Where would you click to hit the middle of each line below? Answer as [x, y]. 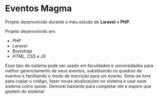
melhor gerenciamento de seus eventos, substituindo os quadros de [74, 70]
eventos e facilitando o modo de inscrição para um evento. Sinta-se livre [78, 76]
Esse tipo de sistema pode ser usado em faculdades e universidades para [79, 66]
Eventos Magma [39, 8]
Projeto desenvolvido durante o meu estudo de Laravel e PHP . [68, 22]
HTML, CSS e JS [29, 56]
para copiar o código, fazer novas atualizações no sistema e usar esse [76, 81]
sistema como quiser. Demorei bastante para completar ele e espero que [78, 86]
